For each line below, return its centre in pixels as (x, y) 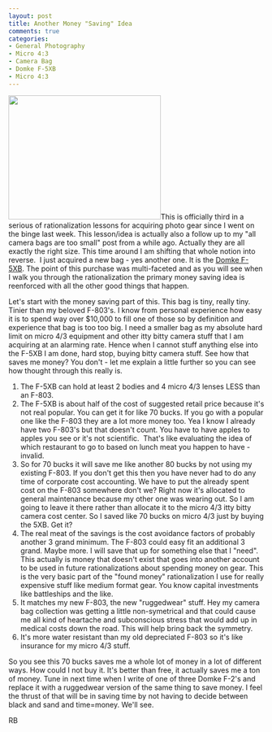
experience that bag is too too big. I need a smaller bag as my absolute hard (136, 327)
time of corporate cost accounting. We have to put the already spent (134, 481)
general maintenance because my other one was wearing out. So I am (137, 499)
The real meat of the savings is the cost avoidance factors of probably (138, 533)
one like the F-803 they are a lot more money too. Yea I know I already (138, 420)
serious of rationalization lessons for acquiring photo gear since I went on (132, 225)
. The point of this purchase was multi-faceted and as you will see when (142, 268)
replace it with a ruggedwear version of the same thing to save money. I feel (135, 687)
